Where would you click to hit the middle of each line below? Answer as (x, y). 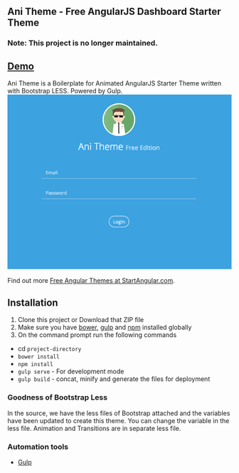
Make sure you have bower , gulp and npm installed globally (105, 328)
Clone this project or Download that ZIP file (81, 320)
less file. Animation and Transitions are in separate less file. (94, 428)
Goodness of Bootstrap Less (58, 397)
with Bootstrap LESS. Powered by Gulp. (65, 91)
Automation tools (38, 447)
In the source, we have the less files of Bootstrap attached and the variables (119, 413)
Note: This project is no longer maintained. (83, 43)
